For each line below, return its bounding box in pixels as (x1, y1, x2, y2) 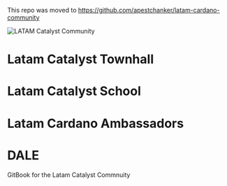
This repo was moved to (7, 6, 77, 14)
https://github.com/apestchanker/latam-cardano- (78, 6, 220, 14)
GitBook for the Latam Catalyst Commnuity (7, 171, 131, 179)
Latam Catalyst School (7, 83, 142, 99)
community (7, 13, 40, 22)
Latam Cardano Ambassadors (7, 115, 184, 131)
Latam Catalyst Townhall (7, 52, 154, 67)
